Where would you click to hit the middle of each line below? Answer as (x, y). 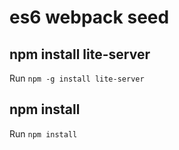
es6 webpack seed (89, 17)
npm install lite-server (80, 54)
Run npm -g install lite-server (77, 78)
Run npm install (43, 133)
